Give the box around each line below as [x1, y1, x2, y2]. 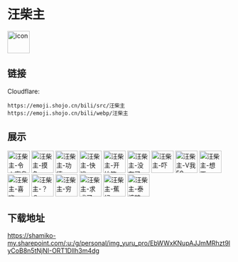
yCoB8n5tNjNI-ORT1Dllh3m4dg [7, 246, 99, 255]
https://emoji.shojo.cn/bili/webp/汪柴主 [7, 110, 129, 117]
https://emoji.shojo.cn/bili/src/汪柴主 [7, 102, 126, 109]
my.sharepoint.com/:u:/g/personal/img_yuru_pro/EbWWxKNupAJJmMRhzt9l [7, 239, 231, 248]
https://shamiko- [7, 231, 56, 240]
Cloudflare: [7, 87, 40, 95]
